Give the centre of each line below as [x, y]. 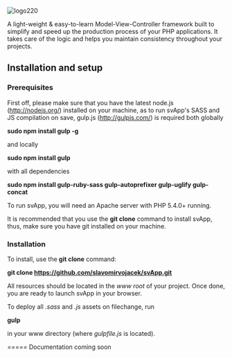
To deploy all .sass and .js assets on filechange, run [81, 306]
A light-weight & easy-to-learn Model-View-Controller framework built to [111, 24]
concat [18, 192]
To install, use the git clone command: [62, 259]
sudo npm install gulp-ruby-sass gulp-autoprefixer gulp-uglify [99, 184]
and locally [23, 144]
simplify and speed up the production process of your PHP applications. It [113, 32]
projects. [20, 46]
